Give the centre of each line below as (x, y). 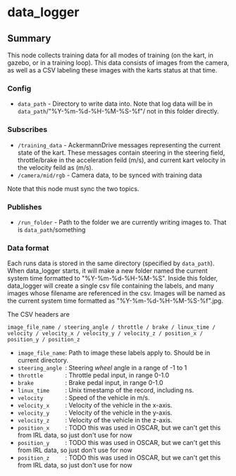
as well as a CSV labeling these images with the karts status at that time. (112, 70)
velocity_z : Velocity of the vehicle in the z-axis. (95, 420)
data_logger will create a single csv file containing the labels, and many (111, 286)
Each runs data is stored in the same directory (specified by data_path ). (111, 263)
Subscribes (27, 130)
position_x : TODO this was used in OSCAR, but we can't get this (119, 428)
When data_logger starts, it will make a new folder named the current (107, 271)
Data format (28, 248)
